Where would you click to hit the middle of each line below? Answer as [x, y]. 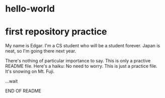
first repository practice [56, 32]
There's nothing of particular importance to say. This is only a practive [78, 61]
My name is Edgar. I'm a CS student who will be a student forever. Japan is [82, 46]
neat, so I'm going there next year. [41, 51]
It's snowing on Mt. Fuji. [30, 71]
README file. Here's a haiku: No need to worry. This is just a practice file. [81, 66]
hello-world [30, 9]
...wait [12, 81]
